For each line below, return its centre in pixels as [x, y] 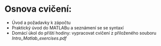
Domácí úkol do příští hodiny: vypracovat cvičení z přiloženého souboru [84, 33]
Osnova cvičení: [38, 9]
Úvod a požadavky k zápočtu [41, 23]
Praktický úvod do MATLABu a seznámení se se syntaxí [68, 27]
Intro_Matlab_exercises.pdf [39, 38]
